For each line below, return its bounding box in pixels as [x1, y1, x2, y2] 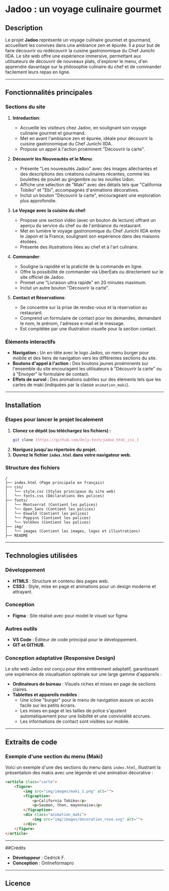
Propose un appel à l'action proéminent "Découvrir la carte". [20, 146, 145, 152]
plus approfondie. [20, 197, 57, 203]
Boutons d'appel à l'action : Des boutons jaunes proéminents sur [12, 360, 148, 366]
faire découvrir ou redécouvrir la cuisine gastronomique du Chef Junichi [5, 48, 155, 53]
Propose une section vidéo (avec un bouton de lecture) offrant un [20, 217, 156, 223]
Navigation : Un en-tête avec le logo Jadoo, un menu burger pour [12, 349, 149, 355]
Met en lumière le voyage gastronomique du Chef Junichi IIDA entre [20, 228, 161, 234]
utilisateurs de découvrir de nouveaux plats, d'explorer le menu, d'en [5, 58, 148, 64]
